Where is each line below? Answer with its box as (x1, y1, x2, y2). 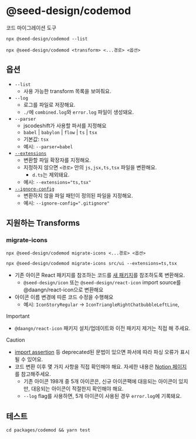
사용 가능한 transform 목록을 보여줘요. (23, 87, 111, 94)
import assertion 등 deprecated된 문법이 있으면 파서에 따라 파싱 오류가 (14, 349, 179, 356)
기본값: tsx (23, 135, 49, 142)
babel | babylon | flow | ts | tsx (23, 128, 98, 135)
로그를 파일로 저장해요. (23, 101, 76, 108)
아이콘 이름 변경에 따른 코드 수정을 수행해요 (14, 294, 114, 301)
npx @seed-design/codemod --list (6, 36, 88, 42)
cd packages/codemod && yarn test (6, 427, 91, 433)
